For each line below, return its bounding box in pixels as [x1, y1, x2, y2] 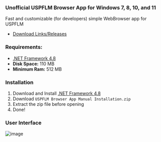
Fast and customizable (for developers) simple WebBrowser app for [5, 16, 147, 22]
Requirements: [5, 44, 43, 51]
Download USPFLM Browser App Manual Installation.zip [12, 96, 131, 102]
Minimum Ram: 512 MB [12, 66, 62, 72]
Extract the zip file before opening [12, 101, 84, 107]
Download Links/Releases [12, 31, 67, 37]
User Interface [5, 119, 42, 126]
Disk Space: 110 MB [12, 61, 55, 67]
